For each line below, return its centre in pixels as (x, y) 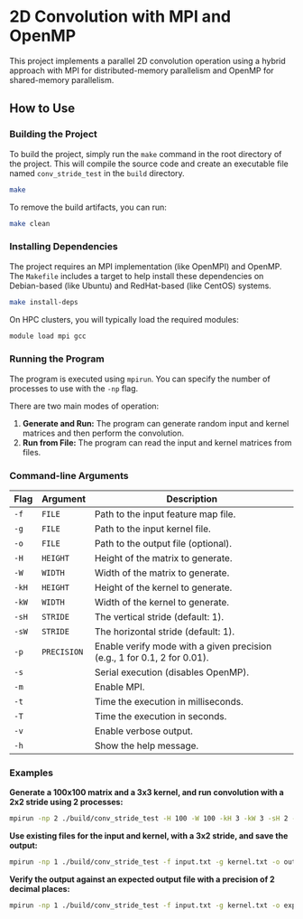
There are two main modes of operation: (84, 406)
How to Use (42, 109)
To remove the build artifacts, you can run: (88, 207)
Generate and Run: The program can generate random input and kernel (156, 423)
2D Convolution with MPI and (120, 17)
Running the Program (57, 359)
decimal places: (40, 889)
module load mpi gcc (48, 336)
